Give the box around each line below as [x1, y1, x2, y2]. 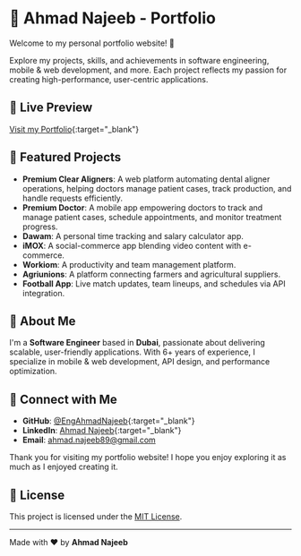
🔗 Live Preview [9, 100, 93, 115]
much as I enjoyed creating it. [9, 461, 118, 473]
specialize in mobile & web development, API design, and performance [9, 356, 271, 367]
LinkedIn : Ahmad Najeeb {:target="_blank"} [21, 425, 182, 436]
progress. [21, 221, 58, 232]
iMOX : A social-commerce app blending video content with [21, 240, 242, 251]
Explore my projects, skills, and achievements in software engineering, [9, 55, 270, 65]
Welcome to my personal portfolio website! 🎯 [9, 38, 175, 48]
